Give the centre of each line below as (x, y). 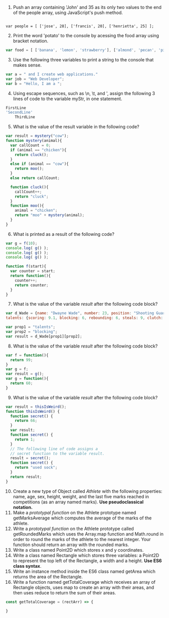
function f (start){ (26, 267)
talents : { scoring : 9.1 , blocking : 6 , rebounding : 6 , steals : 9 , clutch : (84, 318)
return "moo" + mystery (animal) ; (50, 215)
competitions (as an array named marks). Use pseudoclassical (78, 502)
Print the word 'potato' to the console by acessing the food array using (86, 35)
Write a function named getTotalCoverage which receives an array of (84, 582)
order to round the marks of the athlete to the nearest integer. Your (82, 539)
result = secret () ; (31, 458)
